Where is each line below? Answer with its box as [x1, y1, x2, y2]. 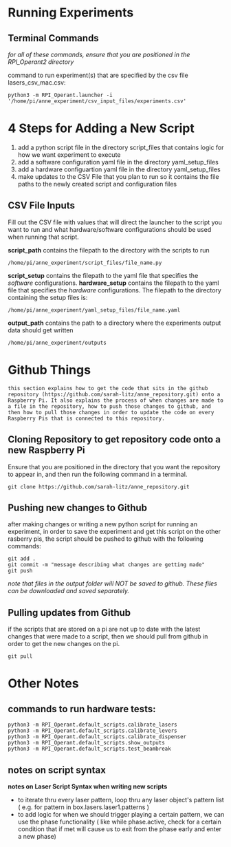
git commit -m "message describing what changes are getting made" [8, 561, 206, 568]
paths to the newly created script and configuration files [17, 180, 177, 188]
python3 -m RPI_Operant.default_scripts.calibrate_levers [8, 727, 177, 734]
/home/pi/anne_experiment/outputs [8, 339, 107, 346]
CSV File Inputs [8, 200, 75, 211]
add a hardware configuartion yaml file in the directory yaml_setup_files [17, 165, 221, 173]
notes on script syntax [8, 764, 106, 775]
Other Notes [8, 676, 79, 691]
